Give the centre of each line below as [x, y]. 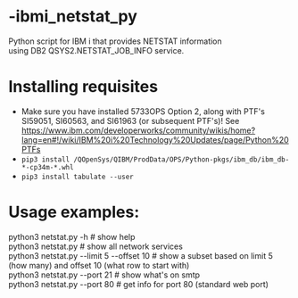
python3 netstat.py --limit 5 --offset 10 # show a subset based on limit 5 [141, 255]
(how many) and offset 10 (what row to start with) [99, 265]
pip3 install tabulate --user [78, 177]
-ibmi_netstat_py [73, 17]
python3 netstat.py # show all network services [96, 246]
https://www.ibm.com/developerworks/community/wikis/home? [138, 130]
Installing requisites [83, 87]
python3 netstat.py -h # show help [72, 236]
